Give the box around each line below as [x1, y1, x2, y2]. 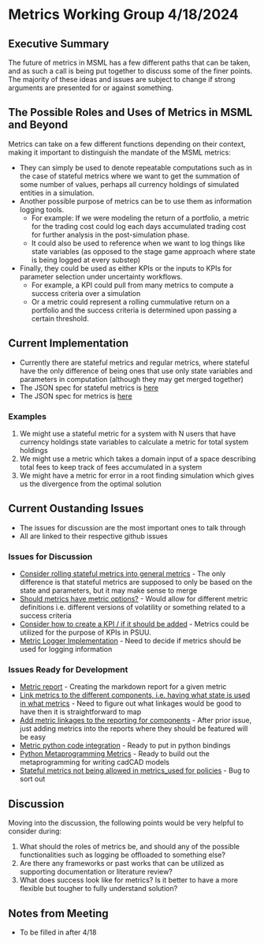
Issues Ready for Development [8, 664, 128, 675]
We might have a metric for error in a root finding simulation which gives [19, 470, 255, 480]
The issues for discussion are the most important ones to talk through [19, 523, 246, 532]
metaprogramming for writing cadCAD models [19, 758, 169, 767]
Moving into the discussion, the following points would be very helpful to [8, 819, 244, 828]
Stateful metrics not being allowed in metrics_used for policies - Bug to [19, 766, 251, 775]
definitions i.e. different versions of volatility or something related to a [19, 602, 246, 612]
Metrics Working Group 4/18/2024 [8, 6, 239, 24]
